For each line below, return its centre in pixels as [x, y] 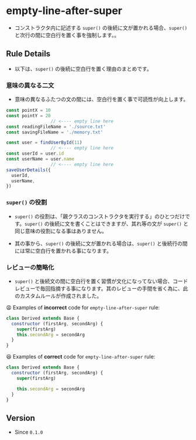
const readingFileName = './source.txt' [56, 127]
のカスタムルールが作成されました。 [58, 296]
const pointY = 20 [28, 115]
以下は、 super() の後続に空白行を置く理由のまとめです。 [83, 69]
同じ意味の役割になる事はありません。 [61, 231]
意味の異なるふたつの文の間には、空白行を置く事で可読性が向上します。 [102, 99]
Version [20, 418]
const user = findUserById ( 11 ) [44, 143]
